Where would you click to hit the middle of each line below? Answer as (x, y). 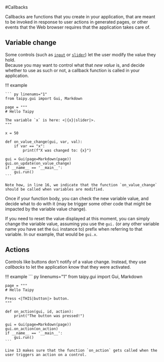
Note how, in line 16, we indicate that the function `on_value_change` (81, 185)
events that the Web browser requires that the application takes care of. (78, 27)
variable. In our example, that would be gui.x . (51, 234)
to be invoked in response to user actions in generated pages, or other (77, 22)
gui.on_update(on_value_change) (38, 163)
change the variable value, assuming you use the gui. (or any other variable (82, 224)
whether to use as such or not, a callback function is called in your (72, 70)
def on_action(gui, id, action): (39, 311)
